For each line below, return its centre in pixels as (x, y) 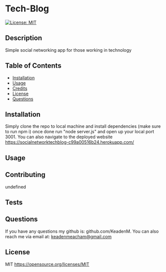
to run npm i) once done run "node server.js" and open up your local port (80, 132)
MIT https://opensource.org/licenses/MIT (47, 264)
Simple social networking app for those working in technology (68, 50)
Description (24, 38)
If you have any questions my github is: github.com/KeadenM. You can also (82, 231)
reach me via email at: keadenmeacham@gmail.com (58, 236)
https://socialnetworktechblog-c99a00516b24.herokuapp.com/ (70, 142)
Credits (20, 88)
